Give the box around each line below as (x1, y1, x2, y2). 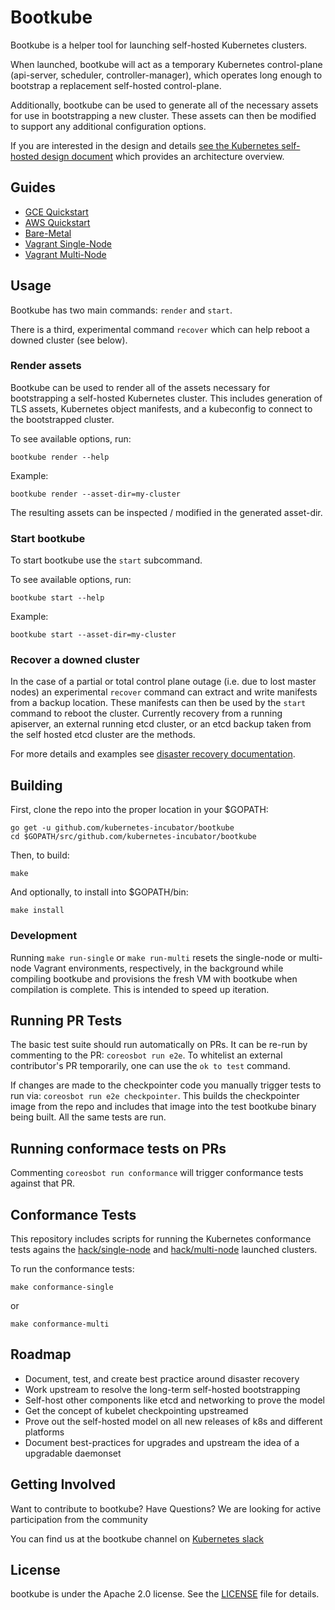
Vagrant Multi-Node (24, 248, 107, 260)
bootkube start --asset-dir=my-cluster (10, 630, 177, 640)
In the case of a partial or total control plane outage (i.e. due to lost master (10, 676, 317, 688)
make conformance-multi (10, 1319, 110, 1329)
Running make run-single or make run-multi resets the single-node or (10, 951, 297, 963)
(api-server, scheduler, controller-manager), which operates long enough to (10, 69, 323, 81)
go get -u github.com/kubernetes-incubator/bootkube (10, 823, 235, 833)
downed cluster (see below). (10, 334, 128, 346)
